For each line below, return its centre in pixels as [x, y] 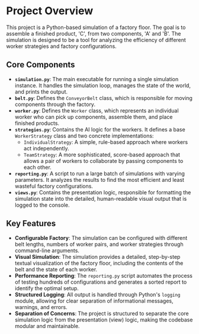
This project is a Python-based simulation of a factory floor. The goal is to [96, 27]
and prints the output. [41, 91]
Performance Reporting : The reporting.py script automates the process [103, 275]
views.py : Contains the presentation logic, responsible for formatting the [103, 192]
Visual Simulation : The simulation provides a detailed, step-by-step [97, 256]
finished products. [37, 123]
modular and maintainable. [47, 326]
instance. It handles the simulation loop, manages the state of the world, [103, 85]
